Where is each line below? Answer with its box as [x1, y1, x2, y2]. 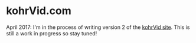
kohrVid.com [6, 4, 72, 18]
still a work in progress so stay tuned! [6, 29, 97, 37]
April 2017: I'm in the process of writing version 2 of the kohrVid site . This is [6, 24, 190, 31]
